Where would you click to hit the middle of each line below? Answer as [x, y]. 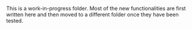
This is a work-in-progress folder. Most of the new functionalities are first [96, 8]
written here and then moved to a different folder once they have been [92, 14]
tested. [15, 21]
